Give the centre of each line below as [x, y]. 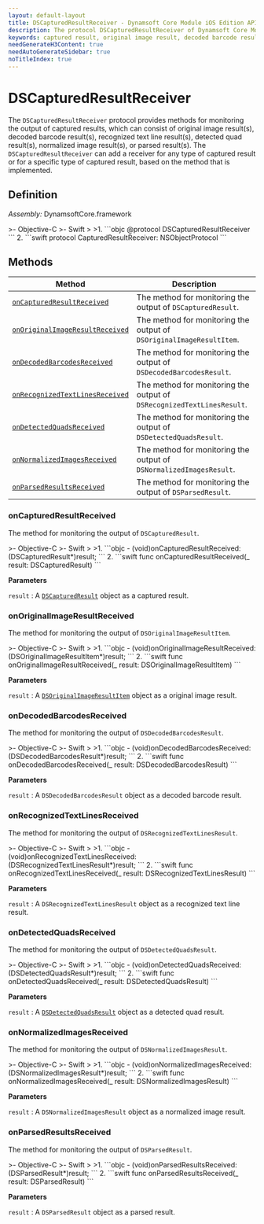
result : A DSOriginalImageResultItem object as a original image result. [123, 695]
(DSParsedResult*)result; [49, 1173]
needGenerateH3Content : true [56, 45]
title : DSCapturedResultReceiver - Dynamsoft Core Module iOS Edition [126, 23]
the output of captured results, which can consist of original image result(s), [131, 128]
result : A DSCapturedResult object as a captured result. [99, 595]
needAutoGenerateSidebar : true [59, 52]
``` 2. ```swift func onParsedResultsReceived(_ [165, 1173]
